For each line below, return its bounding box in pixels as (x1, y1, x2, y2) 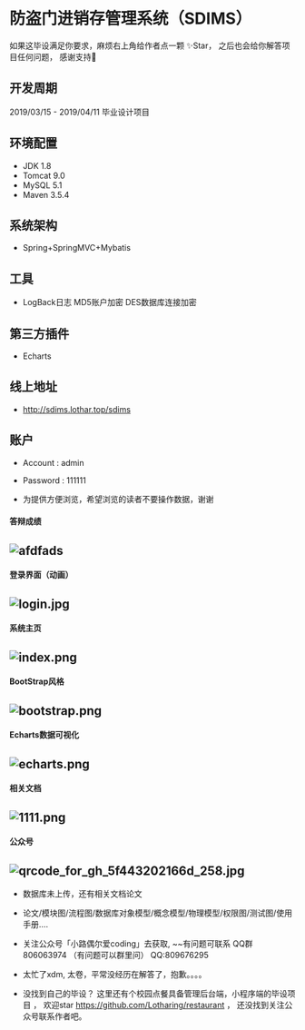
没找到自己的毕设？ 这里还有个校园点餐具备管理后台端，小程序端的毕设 (22, 987, 288, 999)
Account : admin (22, 457, 84, 468)
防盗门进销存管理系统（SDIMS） (9, 8, 252, 29)
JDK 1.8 (22, 160, 52, 171)
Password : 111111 (22, 474, 86, 486)
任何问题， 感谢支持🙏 (16, 51, 97, 62)
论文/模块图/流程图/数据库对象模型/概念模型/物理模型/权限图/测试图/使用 (22, 907, 293, 918)
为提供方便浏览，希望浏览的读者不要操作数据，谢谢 (22, 493, 214, 504)
